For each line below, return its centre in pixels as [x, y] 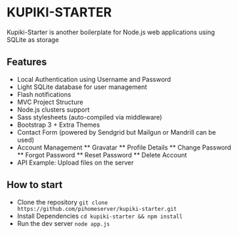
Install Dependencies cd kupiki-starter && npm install [100, 216]
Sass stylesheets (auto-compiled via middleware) [89, 117]
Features [27, 62]
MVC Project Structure [50, 102]
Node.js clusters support [53, 109]
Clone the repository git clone [62, 202]
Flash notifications [44, 94]
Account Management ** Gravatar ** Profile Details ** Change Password [124, 147]
